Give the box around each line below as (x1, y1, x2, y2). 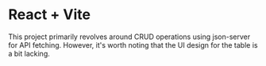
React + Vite (8, 6, 91, 24)
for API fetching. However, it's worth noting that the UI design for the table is (8, 40, 258, 49)
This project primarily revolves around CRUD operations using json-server (8, 32, 251, 41)
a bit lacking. (8, 49, 50, 58)
